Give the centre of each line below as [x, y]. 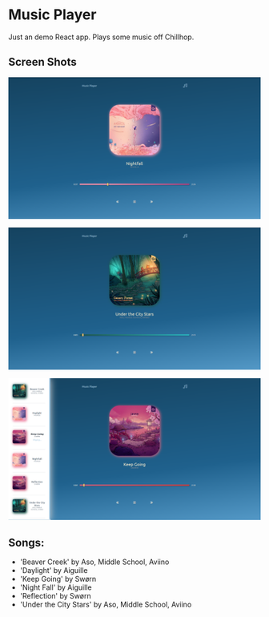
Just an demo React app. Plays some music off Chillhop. [101, 37]
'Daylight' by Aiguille [54, 571]
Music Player [52, 15]
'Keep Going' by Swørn [58, 579]
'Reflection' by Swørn [55, 596]
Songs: [26, 542]
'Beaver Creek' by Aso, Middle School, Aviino [94, 562]
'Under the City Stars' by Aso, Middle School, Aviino [106, 605]
